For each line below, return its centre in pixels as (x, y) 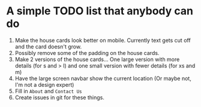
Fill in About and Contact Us (48, 91)
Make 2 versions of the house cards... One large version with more (97, 59)
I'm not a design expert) (44, 84)
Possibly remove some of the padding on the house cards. (87, 53)
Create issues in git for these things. (60, 97)
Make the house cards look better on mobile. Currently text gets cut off (103, 40)
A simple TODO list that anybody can (100, 11)
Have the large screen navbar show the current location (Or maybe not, (103, 78)
